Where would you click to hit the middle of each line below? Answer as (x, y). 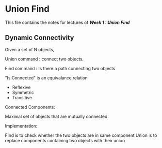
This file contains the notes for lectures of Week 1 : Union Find (67, 22)
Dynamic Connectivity (40, 38)
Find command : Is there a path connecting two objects (60, 68)
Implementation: (21, 126)
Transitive (22, 97)
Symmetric (23, 92)
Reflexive (21, 87)
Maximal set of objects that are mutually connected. (57, 116)
